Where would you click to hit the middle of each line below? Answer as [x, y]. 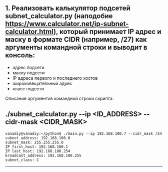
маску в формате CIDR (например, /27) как [76, 40]
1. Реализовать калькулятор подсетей [68, 8]
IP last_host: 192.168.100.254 [38, 151]
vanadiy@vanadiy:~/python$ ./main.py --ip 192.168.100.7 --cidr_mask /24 [84, 133]
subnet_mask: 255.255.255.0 [34, 142]
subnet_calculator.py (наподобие [59, 16]
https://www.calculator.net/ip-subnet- [67, 24]
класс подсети [28, 89]
